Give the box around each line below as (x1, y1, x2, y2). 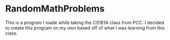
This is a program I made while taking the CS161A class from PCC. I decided (5, 19, 164, 25)
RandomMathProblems (5, 3, 105, 14)
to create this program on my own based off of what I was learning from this (5, 24, 165, 30)
